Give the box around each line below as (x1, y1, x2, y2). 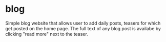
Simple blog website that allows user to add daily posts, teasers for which (5, 20, 161, 26)
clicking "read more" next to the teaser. (5, 31, 88, 37)
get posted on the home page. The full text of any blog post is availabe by (5, 25, 161, 31)
